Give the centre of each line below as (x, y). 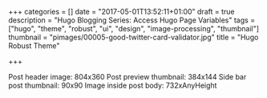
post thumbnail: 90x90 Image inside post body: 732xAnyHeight (113, 85)
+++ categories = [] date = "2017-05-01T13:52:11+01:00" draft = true (121, 12)
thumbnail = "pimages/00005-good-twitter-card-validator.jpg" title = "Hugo (133, 37)
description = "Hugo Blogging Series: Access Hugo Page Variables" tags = (131, 20)
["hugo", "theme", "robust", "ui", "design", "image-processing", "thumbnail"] (133, 29)
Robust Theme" (34, 46)
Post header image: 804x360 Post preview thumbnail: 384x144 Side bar (127, 77)
